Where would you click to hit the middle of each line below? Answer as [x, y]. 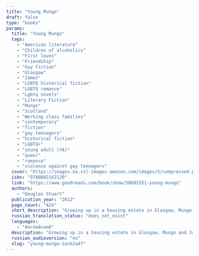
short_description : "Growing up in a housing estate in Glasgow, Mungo [102, 211]
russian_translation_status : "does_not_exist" [70, 216]
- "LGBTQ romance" [39, 89]
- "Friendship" [36, 61]
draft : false [22, 17]
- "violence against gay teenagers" [62, 166]
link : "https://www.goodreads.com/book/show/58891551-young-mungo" [97, 183]
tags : [18, 39]
